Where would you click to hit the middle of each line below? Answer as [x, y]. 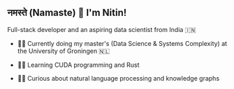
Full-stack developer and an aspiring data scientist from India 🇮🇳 [102, 29]
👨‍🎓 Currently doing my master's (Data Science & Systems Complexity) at [122, 43]
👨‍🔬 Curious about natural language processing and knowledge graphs [118, 78]
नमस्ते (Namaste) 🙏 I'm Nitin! [67, 13]
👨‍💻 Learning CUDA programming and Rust [78, 65]
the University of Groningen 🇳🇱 [64, 51]
